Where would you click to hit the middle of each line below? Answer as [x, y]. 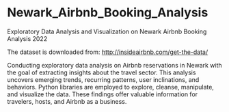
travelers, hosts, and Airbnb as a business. [67, 101]
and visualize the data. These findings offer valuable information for [103, 94]
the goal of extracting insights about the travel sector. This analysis [102, 72]
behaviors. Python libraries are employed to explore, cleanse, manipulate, [110, 87]
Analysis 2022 [27, 38]
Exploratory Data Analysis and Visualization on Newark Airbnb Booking [107, 31]
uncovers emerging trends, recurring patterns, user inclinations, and [103, 79]
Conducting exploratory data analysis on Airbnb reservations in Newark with [114, 65]
